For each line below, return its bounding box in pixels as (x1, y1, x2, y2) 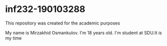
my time (5, 35, 22, 41)
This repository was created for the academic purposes (5, 20, 120, 26)
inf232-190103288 (5, 3, 85, 15)
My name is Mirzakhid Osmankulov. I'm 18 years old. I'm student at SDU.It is (5, 29, 162, 35)
